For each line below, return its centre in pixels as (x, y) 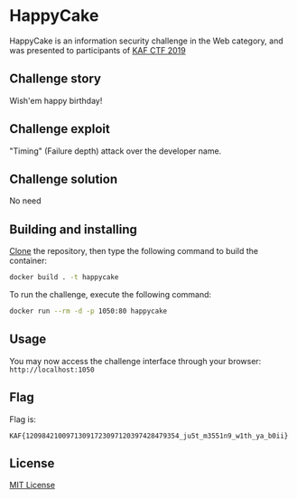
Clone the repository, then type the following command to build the (134, 251)
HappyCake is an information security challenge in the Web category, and (147, 41)
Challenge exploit (60, 129)
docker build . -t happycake (64, 278)
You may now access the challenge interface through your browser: (135, 361)
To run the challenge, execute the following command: (111, 295)
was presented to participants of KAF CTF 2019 (98, 50)
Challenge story (56, 79)
